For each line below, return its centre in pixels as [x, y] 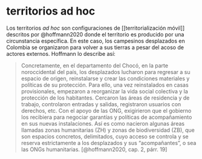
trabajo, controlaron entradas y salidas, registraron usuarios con [101, 104]
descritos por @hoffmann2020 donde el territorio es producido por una [95, 34]
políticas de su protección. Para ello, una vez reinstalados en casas [105, 85]
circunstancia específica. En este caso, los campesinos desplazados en [96, 41]
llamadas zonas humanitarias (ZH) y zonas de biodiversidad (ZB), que [108, 130]
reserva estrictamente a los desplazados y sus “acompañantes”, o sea [109, 143]
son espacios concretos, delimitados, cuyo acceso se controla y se [105, 136]
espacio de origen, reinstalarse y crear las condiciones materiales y [105, 78]
